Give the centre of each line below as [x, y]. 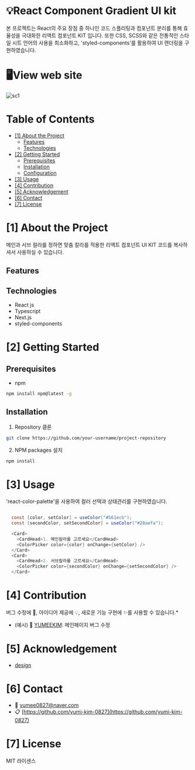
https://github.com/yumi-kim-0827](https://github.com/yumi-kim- [103, 711]
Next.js [23, 317]
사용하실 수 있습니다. [40, 252]
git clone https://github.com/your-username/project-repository [86, 438]
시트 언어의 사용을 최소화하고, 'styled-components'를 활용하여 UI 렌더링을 [97, 43]
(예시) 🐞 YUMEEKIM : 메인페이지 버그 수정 [62, 625]
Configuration [40, 173]
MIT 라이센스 [21, 761]
